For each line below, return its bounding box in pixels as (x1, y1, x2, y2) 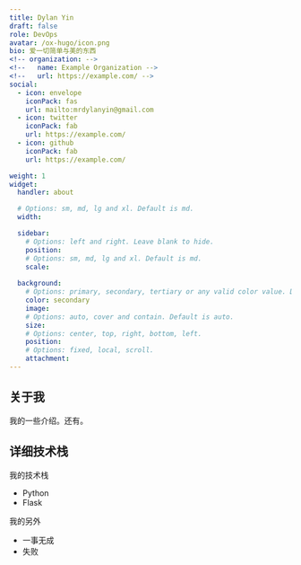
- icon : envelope (17, 88, 82, 97)
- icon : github (17, 138, 74, 147)
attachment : (25, 354, 70, 364)
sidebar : (17, 229, 50, 238)
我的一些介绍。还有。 (9, 415, 88, 426)
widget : (9, 180, 39, 189)
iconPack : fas (25, 96, 78, 106)
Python (21, 487, 49, 499)
